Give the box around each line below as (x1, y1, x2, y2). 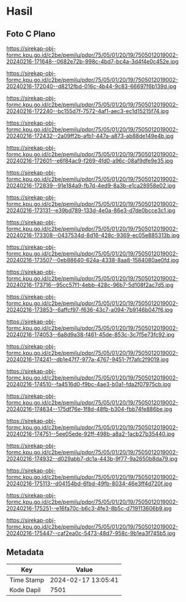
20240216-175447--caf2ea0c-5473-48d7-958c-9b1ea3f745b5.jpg (6, 530, 176, 537)
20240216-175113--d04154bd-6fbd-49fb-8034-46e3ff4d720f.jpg (6, 480, 173, 487)
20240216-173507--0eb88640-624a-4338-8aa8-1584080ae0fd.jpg (6, 257, 179, 263)
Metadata (6, 547, 44, 557)
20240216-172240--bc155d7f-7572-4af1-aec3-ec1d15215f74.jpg (6, 108, 169, 114)
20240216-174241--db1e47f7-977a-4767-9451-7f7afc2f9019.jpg (6, 356, 169, 363)
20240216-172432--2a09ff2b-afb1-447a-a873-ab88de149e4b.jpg (6, 133, 174, 139)
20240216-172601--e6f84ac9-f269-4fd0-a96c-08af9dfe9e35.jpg (6, 157, 173, 164)
